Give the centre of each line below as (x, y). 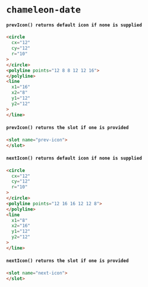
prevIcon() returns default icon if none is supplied (74, 25)
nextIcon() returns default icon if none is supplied (74, 158)
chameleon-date (44, 10)
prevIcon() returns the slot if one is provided (67, 128)
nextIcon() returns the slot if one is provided (67, 261)
